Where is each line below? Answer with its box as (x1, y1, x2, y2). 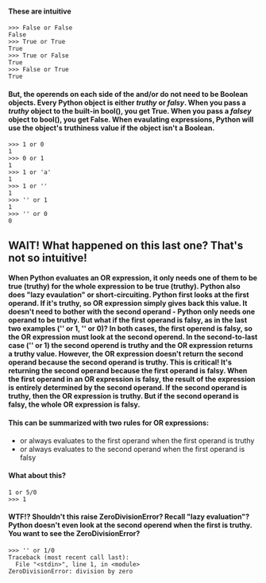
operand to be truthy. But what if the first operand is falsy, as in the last (8, 315, 248, 325)
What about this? (8, 471, 66, 481)
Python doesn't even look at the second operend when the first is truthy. (8, 520, 253, 530)
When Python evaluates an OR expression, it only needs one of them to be (8, 273, 258, 283)
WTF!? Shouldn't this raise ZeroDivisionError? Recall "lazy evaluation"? (8, 512, 250, 522)
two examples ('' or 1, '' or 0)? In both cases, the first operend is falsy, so (8, 324, 253, 334)
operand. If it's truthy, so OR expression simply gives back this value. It (8, 299, 248, 308)
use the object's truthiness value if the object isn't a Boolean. (8, 123, 215, 133)
